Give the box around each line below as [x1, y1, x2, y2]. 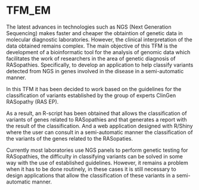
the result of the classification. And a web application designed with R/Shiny [6, 122, 193, 129]
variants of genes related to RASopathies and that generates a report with [6, 116, 187, 123]
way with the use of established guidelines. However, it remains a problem [6, 159, 189, 166]
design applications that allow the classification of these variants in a [6, 172, 175, 179]
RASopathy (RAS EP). [6, 98, 59, 105]
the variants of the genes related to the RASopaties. [6, 135, 133, 142]
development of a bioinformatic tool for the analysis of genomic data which [6, 48, 191, 55]
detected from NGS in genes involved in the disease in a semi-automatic [6, 67, 184, 74]
